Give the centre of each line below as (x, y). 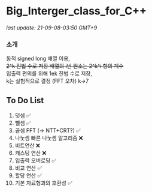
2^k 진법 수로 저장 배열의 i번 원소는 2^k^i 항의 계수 (65, 66)
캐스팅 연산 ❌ (31, 153)
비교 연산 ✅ (28, 168)
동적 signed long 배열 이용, (38, 59)
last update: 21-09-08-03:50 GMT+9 (52, 28)
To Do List (25, 100)
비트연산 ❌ (27, 146)
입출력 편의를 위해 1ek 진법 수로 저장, (49, 74)
